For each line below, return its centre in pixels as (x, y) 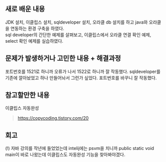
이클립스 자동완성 (22, 108)
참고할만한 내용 (27, 95)
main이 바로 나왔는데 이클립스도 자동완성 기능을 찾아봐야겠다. (65, 154)
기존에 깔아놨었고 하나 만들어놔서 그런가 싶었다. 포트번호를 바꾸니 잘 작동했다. (81, 77)
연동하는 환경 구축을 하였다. (37, 28)
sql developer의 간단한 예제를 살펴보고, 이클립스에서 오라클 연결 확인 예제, (78, 35)
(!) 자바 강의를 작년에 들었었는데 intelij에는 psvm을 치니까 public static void (80, 148)
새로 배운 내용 (25, 9)
